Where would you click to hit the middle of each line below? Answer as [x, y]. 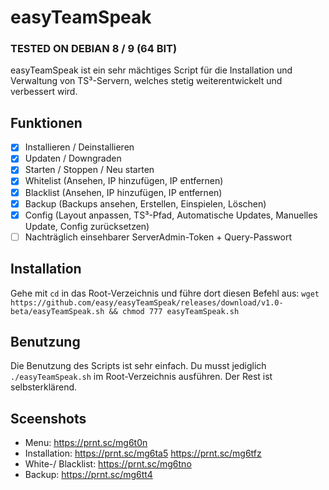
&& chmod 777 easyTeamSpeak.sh [174, 311]
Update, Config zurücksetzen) [87, 226]
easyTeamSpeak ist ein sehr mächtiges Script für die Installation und [151, 70]
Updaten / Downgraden [73, 158]
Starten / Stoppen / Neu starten [89, 170]
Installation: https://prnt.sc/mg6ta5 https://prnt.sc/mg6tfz [143, 453]
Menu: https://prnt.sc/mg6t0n [86, 443]
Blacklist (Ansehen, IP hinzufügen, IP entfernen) [123, 192]
